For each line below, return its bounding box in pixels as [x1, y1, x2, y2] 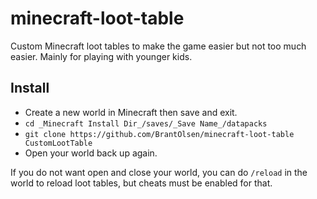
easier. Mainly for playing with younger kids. [10, 50, 193, 62]
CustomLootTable [24, 138, 93, 148]
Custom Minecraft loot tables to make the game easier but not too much [10, 40, 307, 52]
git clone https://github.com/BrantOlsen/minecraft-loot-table [24, 129, 295, 139]
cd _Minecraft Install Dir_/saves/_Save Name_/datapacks [24, 118, 268, 129]
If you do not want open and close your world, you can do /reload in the [10, 166, 308, 178]
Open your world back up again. [24, 147, 158, 159]
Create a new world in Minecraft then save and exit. [24, 106, 238, 118]
